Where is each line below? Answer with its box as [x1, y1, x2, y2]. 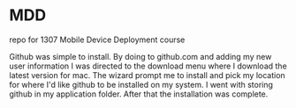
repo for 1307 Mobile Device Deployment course [9, 34, 186, 45]
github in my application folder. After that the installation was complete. [9, 89, 269, 99]
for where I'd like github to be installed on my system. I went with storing [9, 79, 274, 90]
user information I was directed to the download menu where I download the [9, 61, 287, 71]
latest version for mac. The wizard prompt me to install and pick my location [9, 69, 285, 80]
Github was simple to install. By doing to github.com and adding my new [9, 51, 272, 61]
